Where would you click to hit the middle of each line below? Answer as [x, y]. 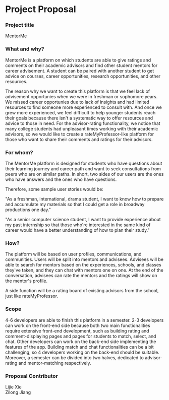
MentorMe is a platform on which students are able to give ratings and [78, 60]
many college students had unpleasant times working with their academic [82, 128]
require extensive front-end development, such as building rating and [77, 330]
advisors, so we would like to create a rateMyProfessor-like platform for [80, 134]
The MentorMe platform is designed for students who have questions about [84, 163]
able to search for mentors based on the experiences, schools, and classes [83, 265]
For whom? [19, 152]
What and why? [25, 49]
